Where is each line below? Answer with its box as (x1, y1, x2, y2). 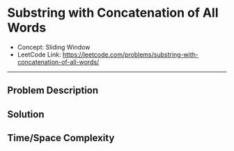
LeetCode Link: (17, 50, 61, 59)
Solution (7, 108, 45, 120)
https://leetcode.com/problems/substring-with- (62, 50, 198, 59)
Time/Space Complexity (7, 132, 115, 144)
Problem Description (7, 85, 99, 96)
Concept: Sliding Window (17, 43, 91, 51)
